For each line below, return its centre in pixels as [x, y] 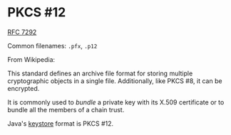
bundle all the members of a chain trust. [66, 109]
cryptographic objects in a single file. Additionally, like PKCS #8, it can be [115, 81]
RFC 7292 [22, 32]
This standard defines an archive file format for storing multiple [100, 73]
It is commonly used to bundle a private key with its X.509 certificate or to [116, 102]
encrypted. [24, 88]
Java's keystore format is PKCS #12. [61, 123]
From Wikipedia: [31, 59]
